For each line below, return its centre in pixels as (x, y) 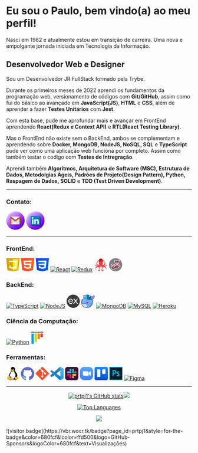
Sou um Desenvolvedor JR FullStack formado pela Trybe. (76, 78)
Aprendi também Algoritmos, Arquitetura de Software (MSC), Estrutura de (98, 168)
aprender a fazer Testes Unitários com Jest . (60, 109)
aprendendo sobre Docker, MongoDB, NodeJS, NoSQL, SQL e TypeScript (97, 144)
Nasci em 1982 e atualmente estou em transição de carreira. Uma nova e (94, 40)
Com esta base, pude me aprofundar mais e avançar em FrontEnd (86, 120)
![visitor (15, 431)
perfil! (22, 23)
